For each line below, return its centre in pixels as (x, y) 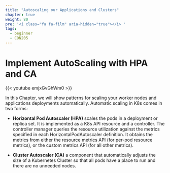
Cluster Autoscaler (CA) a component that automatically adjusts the (84, 155)
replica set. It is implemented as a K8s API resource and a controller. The (89, 123)
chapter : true (20, 15)
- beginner (21, 33)
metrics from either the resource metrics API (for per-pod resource (82, 140)
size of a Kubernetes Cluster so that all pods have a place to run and (84, 160)
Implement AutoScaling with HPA (77, 63)
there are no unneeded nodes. (44, 165)
